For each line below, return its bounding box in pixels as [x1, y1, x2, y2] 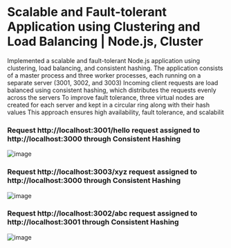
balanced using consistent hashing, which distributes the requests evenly [7, 86, 216, 94]
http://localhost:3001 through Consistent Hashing [7, 218, 179, 227]
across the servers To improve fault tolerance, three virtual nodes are [7, 93, 205, 101]
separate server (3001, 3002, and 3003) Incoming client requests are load [7, 78, 219, 87]
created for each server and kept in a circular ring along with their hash [7, 100, 210, 109]
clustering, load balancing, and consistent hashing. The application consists [7, 64, 223, 72]
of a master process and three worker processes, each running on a [7, 71, 201, 80]
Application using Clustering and [7, 19, 201, 35]
